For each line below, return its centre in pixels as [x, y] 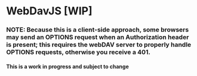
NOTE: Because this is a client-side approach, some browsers [98, 30]
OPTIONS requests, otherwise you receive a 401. [79, 52]
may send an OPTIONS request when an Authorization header [98, 37]
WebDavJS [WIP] [49, 11]
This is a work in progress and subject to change [68, 66]
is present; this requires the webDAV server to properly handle [99, 45]
